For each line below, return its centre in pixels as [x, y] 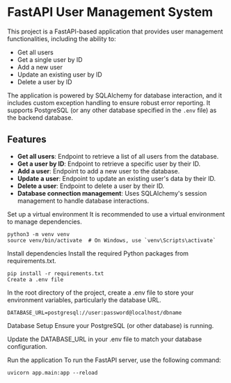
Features [27, 140]
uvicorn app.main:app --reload [53, 373]
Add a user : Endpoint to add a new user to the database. [98, 171]
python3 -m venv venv [39, 234]
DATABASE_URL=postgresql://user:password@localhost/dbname [95, 313]
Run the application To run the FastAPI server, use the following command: [114, 360]
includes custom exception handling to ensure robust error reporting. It [109, 102]
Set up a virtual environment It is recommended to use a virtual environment [116, 214]
